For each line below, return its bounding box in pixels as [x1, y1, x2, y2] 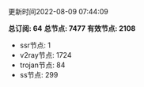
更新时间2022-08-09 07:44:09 [8, 7, 108, 16]
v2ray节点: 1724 [19, 51, 72, 59]
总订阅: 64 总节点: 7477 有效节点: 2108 [8, 24, 136, 33]
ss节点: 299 [19, 70, 59, 79]
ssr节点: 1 [19, 40, 51, 50]
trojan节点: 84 [19, 60, 66, 70]
